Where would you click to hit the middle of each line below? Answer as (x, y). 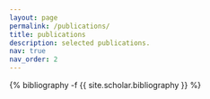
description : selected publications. (80, 43)
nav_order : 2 (34, 59)
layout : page (34, 18)
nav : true (28, 51)
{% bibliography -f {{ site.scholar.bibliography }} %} (105, 85)
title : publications (48, 34)
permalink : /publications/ (60, 26)
